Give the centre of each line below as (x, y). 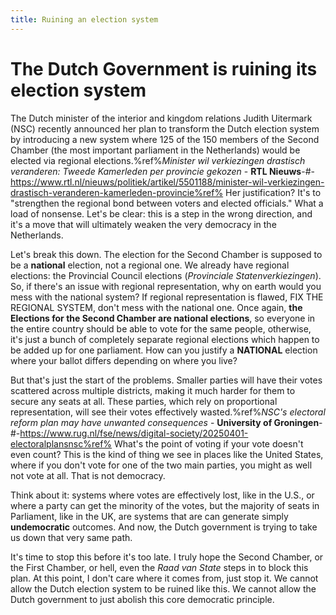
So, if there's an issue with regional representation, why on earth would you (166, 286)
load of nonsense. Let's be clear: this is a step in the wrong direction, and (161, 213)
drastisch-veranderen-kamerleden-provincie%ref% (117, 192)
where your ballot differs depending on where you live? (124, 360)
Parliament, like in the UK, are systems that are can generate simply (149, 516)
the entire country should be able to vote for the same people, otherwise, (161, 328)
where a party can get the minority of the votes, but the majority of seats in (165, 505)
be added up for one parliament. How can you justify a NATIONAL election (164, 350)
